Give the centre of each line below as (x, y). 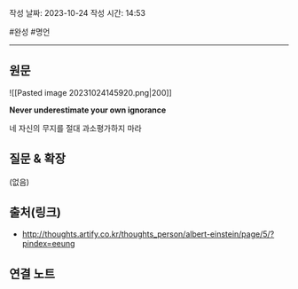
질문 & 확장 (38, 159)
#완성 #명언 (30, 32)
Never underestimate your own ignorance (88, 110)
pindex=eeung (48, 244)
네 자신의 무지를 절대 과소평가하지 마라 (75, 128)
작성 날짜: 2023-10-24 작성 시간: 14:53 (78, 13)
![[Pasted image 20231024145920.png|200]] (91, 92)
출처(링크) (35, 212)
